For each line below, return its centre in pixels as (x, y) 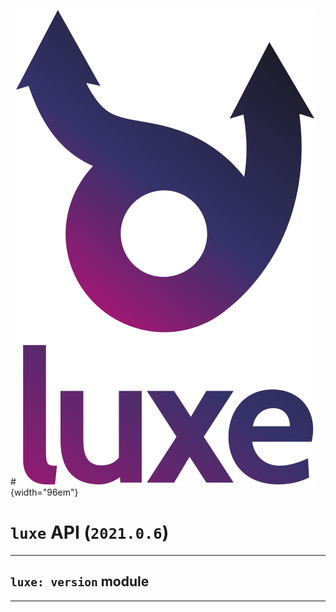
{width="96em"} (44, 492)
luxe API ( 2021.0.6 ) (90, 532)
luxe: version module (80, 581)
